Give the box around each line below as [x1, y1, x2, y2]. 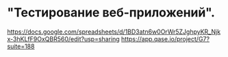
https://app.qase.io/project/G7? [121, 34, 210, 43]
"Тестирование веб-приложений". [7, 5, 216, 21]
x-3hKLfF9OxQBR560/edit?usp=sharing [7, 34, 120, 43]
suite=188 [7, 42, 35, 50]
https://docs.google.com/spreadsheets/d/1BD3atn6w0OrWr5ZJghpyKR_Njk [7, 27, 221, 36]
